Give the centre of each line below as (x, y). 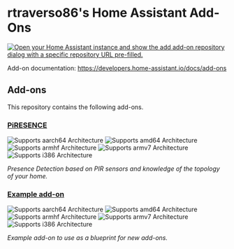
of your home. (28, 176)
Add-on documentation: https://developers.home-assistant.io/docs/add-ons (117, 68)
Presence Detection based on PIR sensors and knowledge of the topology (114, 169)
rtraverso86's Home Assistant (97, 13)
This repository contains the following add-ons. (75, 107)
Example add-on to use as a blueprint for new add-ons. (88, 238)
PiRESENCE (27, 125)
